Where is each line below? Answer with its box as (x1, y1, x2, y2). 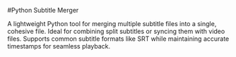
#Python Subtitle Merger (7, 6, 79, 14)
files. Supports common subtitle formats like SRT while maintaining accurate (7, 34, 230, 43)
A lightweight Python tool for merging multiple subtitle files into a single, (7, 20, 217, 27)
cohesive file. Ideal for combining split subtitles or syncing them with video (7, 27, 225, 35)
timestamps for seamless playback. (7, 42, 111, 50)
